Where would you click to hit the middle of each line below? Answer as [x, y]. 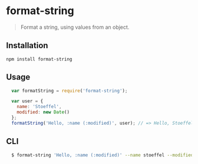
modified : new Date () [43, 112]
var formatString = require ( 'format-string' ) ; [70, 91]
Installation [27, 46]
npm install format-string [39, 59]
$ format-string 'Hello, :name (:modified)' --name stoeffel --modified [103, 155]
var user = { [27, 101]
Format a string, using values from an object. [75, 27]
